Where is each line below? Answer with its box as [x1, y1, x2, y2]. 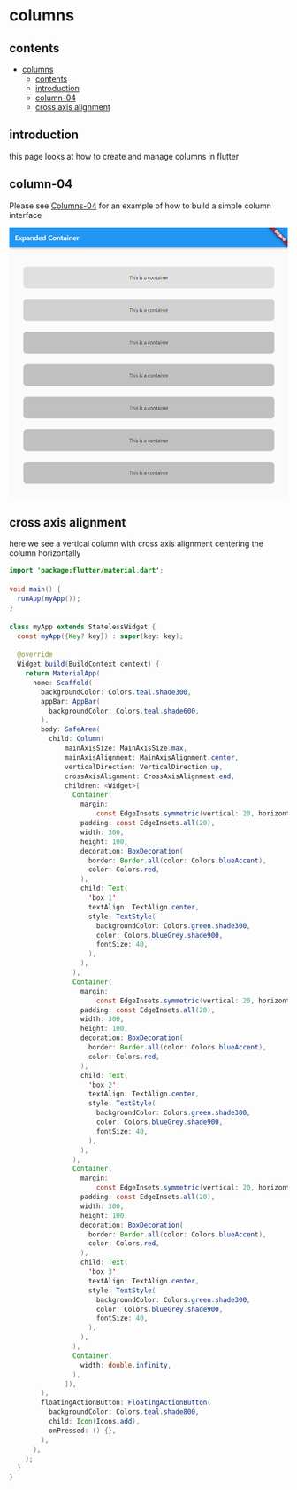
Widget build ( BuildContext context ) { [17, 659, 161, 669]
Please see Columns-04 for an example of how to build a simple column [9, 200, 271, 211]
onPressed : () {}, [48, 1426, 117, 1435]
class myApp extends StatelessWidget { [9, 622, 156, 631]
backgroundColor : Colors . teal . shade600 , [48, 706, 200, 715]
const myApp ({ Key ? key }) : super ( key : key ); [17, 631, 184, 641]
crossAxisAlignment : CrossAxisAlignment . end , [65, 772, 236, 781]
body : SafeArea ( [41, 725, 101, 734]
